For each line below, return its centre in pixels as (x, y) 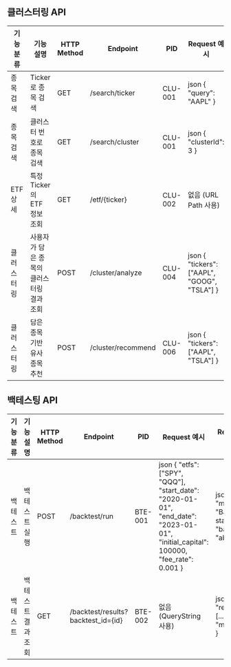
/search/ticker (112, 93)
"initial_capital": (184, 542)
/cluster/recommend (123, 348)
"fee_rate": (176, 559)
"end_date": (178, 516)
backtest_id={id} (96, 620)
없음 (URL (203, 195)
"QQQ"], (172, 482)
